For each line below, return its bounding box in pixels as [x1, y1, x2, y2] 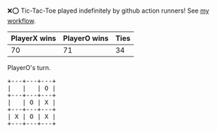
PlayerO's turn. [7, 64, 51, 71]
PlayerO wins [63, 33, 109, 43]
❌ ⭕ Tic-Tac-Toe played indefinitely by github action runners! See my [7, 6, 210, 15]
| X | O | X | [7, 112, 57, 120]
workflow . [7, 17, 36, 25]
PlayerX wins [11, 33, 57, 43]
